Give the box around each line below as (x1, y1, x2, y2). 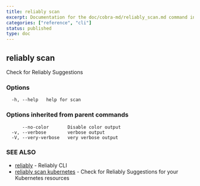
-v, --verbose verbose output (11, 129, 105, 135)
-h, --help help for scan (11, 97, 82, 103)
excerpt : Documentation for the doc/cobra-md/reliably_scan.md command (6, 14, 187, 20)
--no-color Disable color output (21, 124, 121, 130)
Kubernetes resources (14, 174, 70, 181)
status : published (6, 25, 52, 31)
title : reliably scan (6, 8, 60, 15)
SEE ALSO (6, 148, 36, 156)
